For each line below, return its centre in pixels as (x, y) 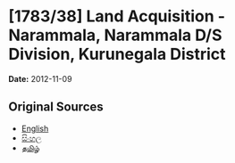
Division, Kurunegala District (117, 54)
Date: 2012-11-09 (40, 78)
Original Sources (56, 107)
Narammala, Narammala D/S (115, 35)
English (35, 128)
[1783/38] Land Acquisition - (117, 16)
